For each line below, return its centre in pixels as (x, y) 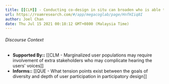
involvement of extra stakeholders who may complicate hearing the (82, 60)
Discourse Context (24, 39)
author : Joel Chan (24, 19)
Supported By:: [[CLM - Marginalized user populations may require (82, 55)
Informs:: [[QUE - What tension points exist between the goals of (80, 71)
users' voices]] (28, 66)
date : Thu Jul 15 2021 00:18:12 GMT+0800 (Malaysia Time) (67, 24)
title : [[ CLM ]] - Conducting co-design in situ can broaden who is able (83, 10)
